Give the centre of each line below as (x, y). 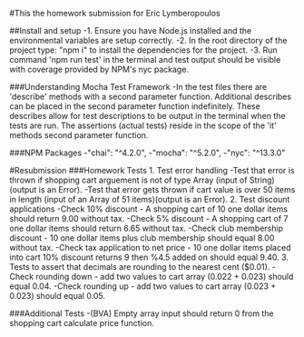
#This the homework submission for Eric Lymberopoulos (115, 13)
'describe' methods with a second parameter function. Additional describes (151, 96)
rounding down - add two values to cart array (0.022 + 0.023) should (165, 277)
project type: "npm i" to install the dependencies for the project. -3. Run (144, 50)
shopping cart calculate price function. (82, 323)
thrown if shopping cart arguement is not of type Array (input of (128, 180)
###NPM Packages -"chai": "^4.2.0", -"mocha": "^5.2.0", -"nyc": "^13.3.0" (147, 153)
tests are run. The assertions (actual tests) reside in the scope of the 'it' (143, 125)
